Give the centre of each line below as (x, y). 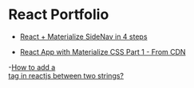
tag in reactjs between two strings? (66, 75)
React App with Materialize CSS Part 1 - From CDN (103, 52)
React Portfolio (59, 15)
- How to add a (32, 67)
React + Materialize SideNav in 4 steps (83, 36)
